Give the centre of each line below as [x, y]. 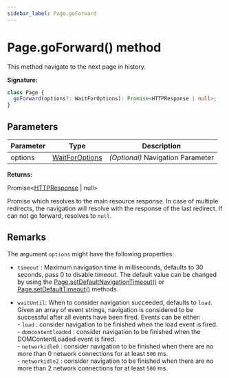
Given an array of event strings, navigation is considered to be [105, 309]
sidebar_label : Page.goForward [52, 13]
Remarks [27, 237]
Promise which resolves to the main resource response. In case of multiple [113, 201]
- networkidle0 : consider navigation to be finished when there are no [115, 346]
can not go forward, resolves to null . [59, 216]
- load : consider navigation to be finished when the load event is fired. [117, 324]
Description [162, 146]
